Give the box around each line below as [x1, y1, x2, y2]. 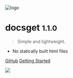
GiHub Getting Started [5, 58, 51, 64]
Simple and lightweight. [17, 38, 66, 44]
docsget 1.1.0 [5, 22, 57, 33]
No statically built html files [12, 48, 68, 54]
